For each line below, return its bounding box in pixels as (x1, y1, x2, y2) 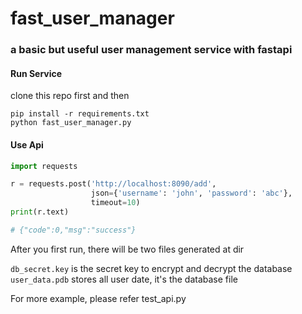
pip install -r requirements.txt (10, 109, 150, 119)
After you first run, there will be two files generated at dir (10, 243, 245, 255)
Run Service (10, 67, 63, 79)
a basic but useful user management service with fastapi (10, 43, 293, 57)
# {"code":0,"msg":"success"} (10, 225, 137, 235)
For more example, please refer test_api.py (10, 292, 187, 304)
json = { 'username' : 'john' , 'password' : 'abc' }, (90, 188, 293, 199)
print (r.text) (10, 207, 70, 217)
